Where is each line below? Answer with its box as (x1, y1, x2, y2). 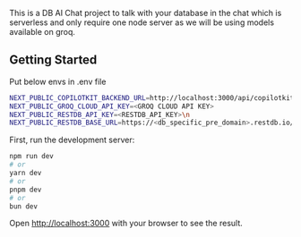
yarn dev (9, 169, 42, 178)
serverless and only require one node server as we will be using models (9, 17, 275, 28)
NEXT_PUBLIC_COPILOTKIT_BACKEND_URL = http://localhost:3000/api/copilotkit (9, 93, 295, 102)
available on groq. (9, 27, 76, 37)
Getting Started (9, 53, 98, 68)
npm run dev (9, 152, 54, 161)
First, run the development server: (9, 134, 135, 146)
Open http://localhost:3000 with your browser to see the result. (9, 218, 244, 229)
